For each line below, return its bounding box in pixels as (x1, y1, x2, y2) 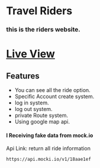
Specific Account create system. (14, 93, 95, 100)
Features (6, 71, 40, 81)
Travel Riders (6, 4, 73, 18)
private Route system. (14, 112, 68, 119)
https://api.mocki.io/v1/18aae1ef (6, 156, 92, 163)
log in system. (14, 99, 49, 106)
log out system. (14, 106, 53, 113)
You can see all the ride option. (14, 87, 91, 94)
